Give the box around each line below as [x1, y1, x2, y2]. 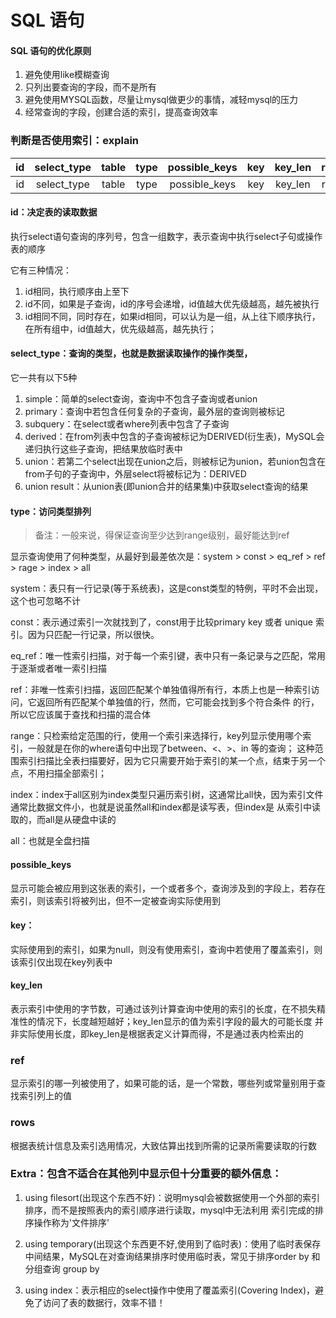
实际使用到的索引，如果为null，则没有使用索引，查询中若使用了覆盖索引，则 [10, 943, 323, 955]
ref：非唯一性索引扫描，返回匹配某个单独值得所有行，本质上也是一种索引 [10, 684, 312, 696]
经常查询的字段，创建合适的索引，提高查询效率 [24, 106, 218, 118]
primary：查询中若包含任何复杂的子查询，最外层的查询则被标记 [24, 406, 285, 418]
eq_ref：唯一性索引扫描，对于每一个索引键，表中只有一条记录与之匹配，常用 [10, 650, 326, 662]
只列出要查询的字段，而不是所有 [24, 81, 157, 93]
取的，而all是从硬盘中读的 [10, 814, 117, 826]
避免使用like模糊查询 [24, 69, 110, 81]
